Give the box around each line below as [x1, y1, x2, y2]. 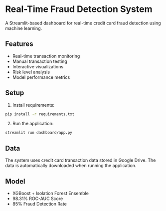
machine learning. [5, 25, 42, 31]
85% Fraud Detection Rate [12, 201, 67, 207]
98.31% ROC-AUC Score [12, 196, 63, 202]
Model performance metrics [12, 74, 70, 80]
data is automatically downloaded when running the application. [5, 163, 137, 169]
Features [5, 40, 33, 48]
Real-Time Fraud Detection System [5, 3, 153, 15]
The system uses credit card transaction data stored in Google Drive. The [5, 157, 156, 163]
